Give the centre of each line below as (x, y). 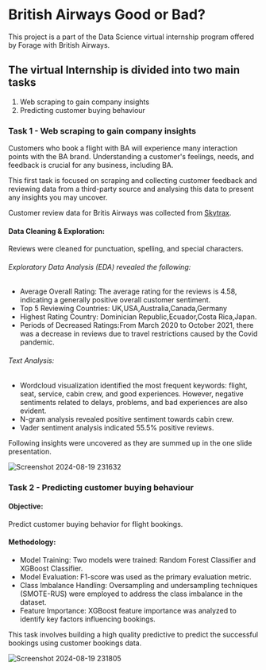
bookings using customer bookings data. (75, 643)
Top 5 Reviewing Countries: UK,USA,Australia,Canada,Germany (123, 309)
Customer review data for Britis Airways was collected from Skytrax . (120, 213)
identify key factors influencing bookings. (88, 619)
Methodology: (32, 542)
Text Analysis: (31, 360)
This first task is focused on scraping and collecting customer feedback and (133, 181)
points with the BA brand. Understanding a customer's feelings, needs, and (131, 157)
